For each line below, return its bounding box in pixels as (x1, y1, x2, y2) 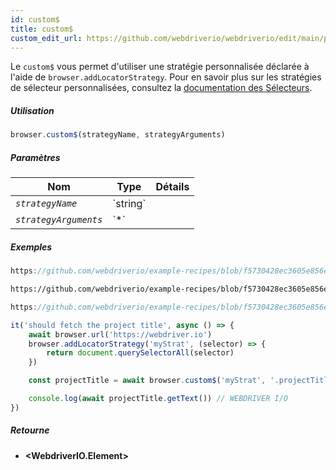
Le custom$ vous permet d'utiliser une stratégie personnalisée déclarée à (10, 61, 310, 73)
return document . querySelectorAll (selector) (46, 348, 235, 358)
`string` (112, 197, 147, 211)
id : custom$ (10, 14, 60, 25)
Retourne (10, 424, 50, 436)
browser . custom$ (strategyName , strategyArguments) (10, 130, 226, 140)
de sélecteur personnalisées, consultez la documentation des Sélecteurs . (10, 82, 313, 94)
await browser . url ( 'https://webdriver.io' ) (28, 329, 213, 340)
